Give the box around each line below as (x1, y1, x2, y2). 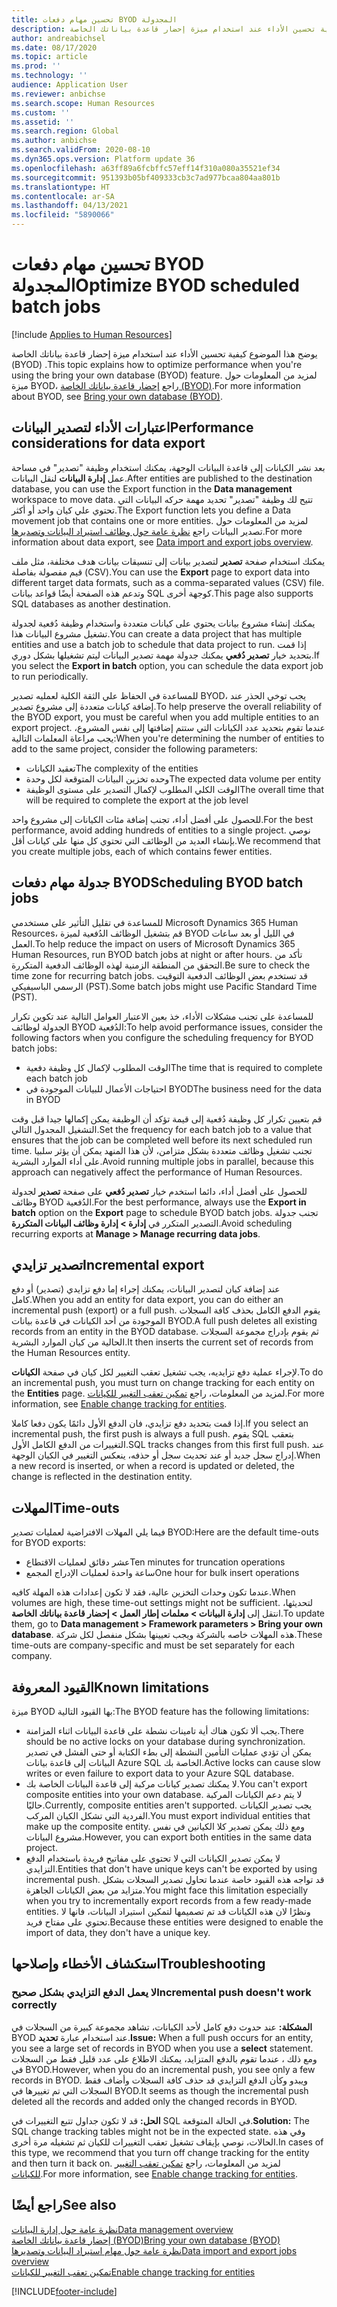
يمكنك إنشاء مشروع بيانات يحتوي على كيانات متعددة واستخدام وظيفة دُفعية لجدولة (11, 617, 316, 629)
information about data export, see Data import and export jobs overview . (11, 536, 314, 548)
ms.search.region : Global (11, 126, 119, 136)
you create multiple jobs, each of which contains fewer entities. (11, 845, 273, 857)
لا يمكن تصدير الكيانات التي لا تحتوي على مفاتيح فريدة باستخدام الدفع (25, 1852, 281, 1864)
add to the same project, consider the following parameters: (11, 742, 258, 755)
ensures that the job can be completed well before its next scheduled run (11, 1134, 313, 1146)
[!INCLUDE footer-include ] (11, 2285, 118, 2297)
